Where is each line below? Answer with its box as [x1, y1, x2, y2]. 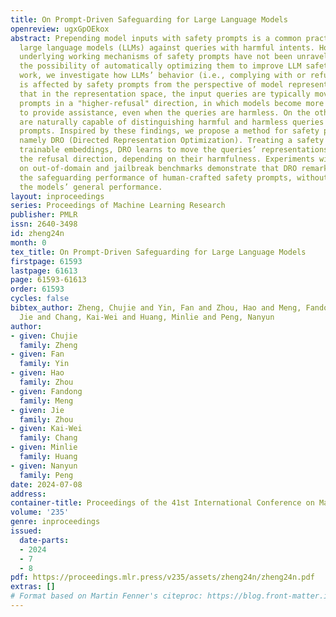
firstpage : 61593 [10, 256, 83, 266]
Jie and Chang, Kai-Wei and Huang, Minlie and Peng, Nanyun [19, 312, 275, 322]
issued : [10, 526, 43, 536]
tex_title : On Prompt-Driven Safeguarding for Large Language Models [10, 247, 307, 257]
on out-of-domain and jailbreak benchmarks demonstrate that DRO [19, 163, 298, 173]
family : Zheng [19, 340, 78, 350]
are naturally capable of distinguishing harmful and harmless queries [19, 117, 325, 127]
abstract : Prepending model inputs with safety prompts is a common [10, 33, 302, 43]
